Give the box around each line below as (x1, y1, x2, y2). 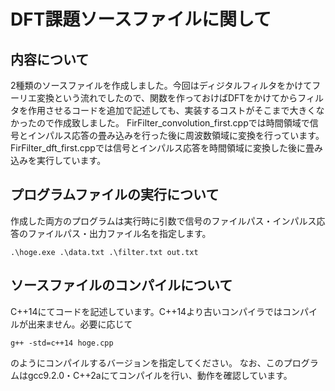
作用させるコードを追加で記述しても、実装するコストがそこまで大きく (27, 105, 317, 116)
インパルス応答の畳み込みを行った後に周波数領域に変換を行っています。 (27, 130, 325, 141)
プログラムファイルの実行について (10, 186, 220, 204)
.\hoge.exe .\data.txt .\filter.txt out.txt (10, 247, 199, 257)
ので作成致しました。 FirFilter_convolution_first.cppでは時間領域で (36, 117, 310, 129)
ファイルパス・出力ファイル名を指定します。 (27, 227, 212, 239)
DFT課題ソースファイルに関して (10, 8, 272, 31)
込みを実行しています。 (10, 155, 107, 166)
